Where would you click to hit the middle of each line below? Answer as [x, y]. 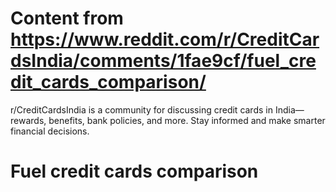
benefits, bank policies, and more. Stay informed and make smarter [187, 120]
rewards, [28, 120]
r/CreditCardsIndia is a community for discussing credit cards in [141, 109]
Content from [67, 18]
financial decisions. [50, 131]
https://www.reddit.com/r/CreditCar [165, 39]
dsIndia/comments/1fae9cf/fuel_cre [163, 61]
